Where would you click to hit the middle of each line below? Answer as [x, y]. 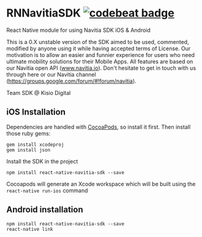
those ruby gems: [28, 133]
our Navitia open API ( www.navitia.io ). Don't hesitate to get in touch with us [101, 68]
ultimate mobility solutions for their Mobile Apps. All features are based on [100, 61]
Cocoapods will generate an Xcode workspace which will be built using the [101, 184]
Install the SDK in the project [42, 161]
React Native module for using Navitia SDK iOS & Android [79, 30]
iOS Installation [36, 112]
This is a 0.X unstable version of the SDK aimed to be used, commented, [98, 42]
